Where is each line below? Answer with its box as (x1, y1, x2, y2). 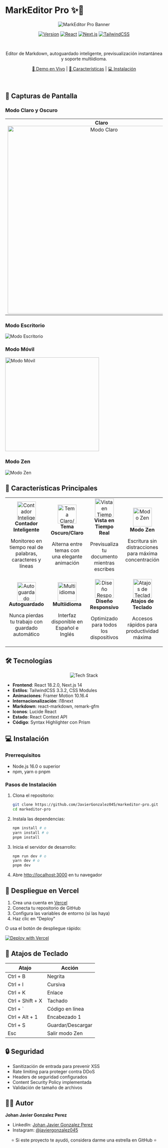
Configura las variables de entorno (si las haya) (12, 910, 110, 916)
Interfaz (57, 612, 76, 619)
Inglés (59, 631, 74, 638)
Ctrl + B (7, 973, 26, 980)
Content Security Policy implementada (12, 1079, 91, 1085)
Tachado (47, 997, 68, 1004)
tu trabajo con (9, 618, 43, 625)
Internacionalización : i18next (12, 698, 73, 704)
